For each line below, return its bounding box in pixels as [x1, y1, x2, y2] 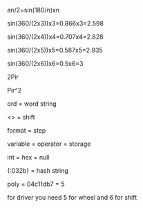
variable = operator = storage [7, 140, 91, 148]
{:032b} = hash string [7, 167, 69, 175]
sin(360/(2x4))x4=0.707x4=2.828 [7, 32, 104, 41]
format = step [7, 126, 46, 134]
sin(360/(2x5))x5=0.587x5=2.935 [7, 46, 103, 54]
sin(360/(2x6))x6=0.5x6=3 [7, 59, 84, 68]
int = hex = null [7, 153, 50, 161]
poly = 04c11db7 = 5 [7, 180, 65, 188]
